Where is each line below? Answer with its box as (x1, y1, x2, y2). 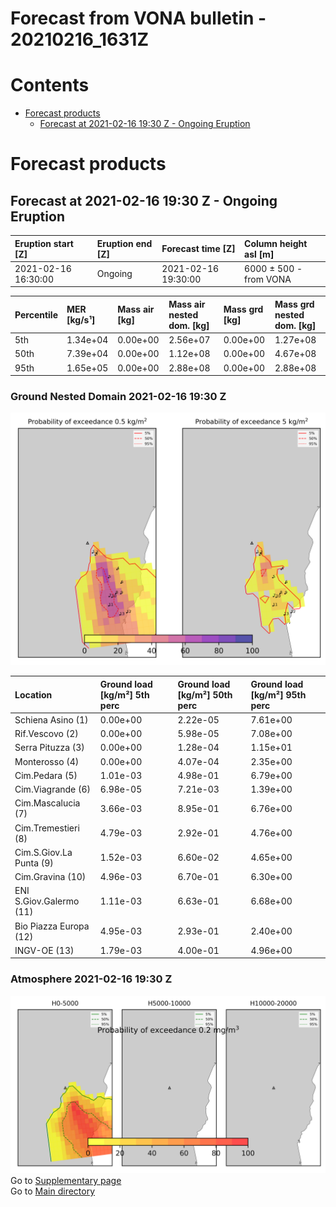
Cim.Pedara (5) (14, 769, 78, 781)
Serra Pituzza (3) (14, 742, 85, 754)
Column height (244, 237, 308, 249)
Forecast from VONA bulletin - (10, 7, 267, 30)
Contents (10, 74, 90, 97)
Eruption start (14, 237, 74, 249)
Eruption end (96, 237, 153, 249)
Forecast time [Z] (161, 243, 236, 255)
